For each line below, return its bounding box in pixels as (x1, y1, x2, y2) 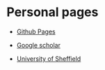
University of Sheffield (16, 54, 81, 63)
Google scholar (16, 41, 60, 49)
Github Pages (16, 27, 56, 36)
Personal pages (6, 4, 99, 20)
